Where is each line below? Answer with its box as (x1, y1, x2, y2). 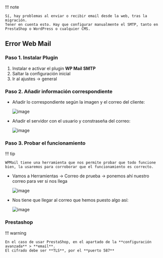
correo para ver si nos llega (12, 178, 67, 184)
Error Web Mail (5, 40, 51, 48)
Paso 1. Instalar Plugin (5, 54, 58, 61)
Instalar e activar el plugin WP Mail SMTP (12, 65, 96, 71)
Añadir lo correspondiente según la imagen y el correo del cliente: (12, 99, 145, 105)
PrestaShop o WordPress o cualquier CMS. (5, 26, 91, 31)
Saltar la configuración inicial (12, 70, 71, 76)
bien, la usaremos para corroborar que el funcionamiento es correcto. (5, 165, 154, 170)
